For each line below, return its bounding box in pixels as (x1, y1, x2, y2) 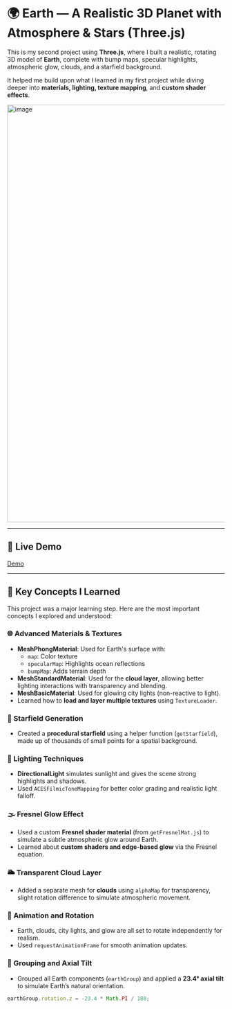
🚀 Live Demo (7, 541, 62, 553)
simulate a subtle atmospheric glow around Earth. (17, 835, 159, 843)
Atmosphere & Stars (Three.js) (7, 25, 186, 41)
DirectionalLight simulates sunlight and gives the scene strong (17, 770, 197, 778)
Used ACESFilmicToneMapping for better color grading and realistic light (17, 784, 217, 793)
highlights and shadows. (17, 777, 87, 785)
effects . (7, 91, 30, 99)
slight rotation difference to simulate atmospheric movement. (17, 893, 191, 902)
